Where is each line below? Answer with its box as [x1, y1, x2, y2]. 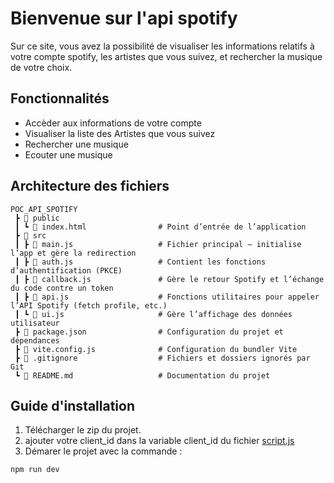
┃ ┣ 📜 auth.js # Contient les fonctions [14, 257, 267, 267]
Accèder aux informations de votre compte [24, 117, 202, 129]
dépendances [10, 335, 60, 346]
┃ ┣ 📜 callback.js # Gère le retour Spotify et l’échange [14, 274, 325, 284]
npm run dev [10, 465, 60, 475]
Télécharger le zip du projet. [24, 424, 142, 436]
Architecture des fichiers [10, 178, 170, 195]
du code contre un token [10, 283, 114, 293]
